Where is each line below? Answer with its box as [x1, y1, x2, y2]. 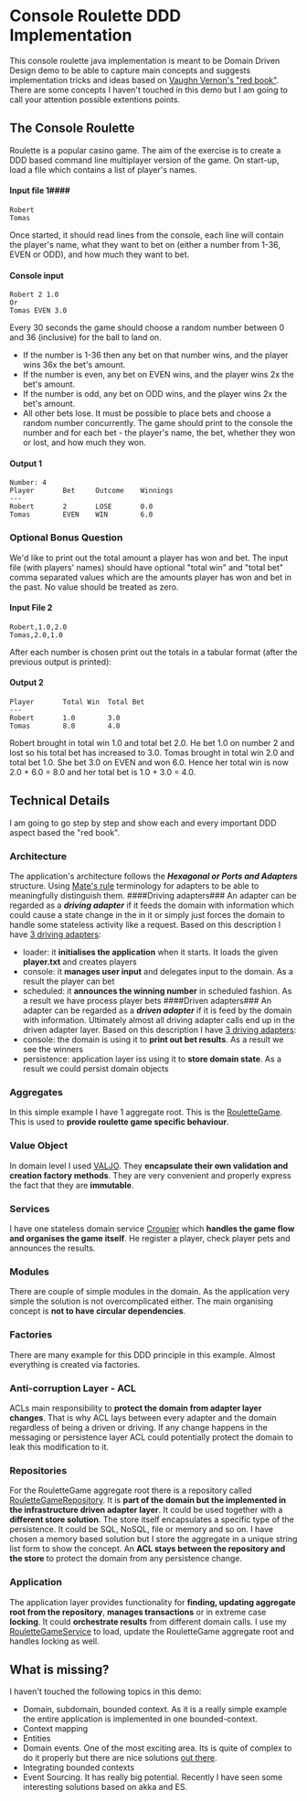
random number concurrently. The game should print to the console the [22, 418, 293, 429]
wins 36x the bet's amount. [22, 359, 126, 370]
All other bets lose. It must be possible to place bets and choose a [22, 408, 271, 419]
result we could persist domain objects [22, 1063, 169, 1074]
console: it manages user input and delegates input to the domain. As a [22, 966, 294, 977]
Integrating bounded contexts [22, 1762, 135, 1774]
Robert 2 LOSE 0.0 [9, 502, 153, 512]
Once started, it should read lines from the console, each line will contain [9, 229, 284, 240]
